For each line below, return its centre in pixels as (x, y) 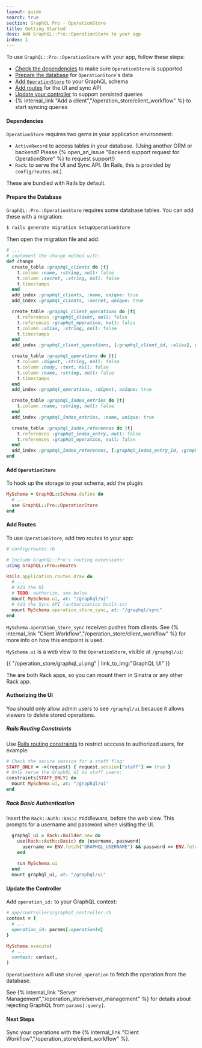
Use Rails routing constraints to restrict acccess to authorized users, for (95, 744)
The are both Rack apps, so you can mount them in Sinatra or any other (95, 675)
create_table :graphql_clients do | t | (60, 267)
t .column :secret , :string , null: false (68, 278)
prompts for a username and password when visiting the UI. (80, 824)
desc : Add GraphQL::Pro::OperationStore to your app (74, 34)
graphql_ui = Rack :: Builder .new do (56, 835)
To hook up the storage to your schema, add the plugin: (75, 483)
